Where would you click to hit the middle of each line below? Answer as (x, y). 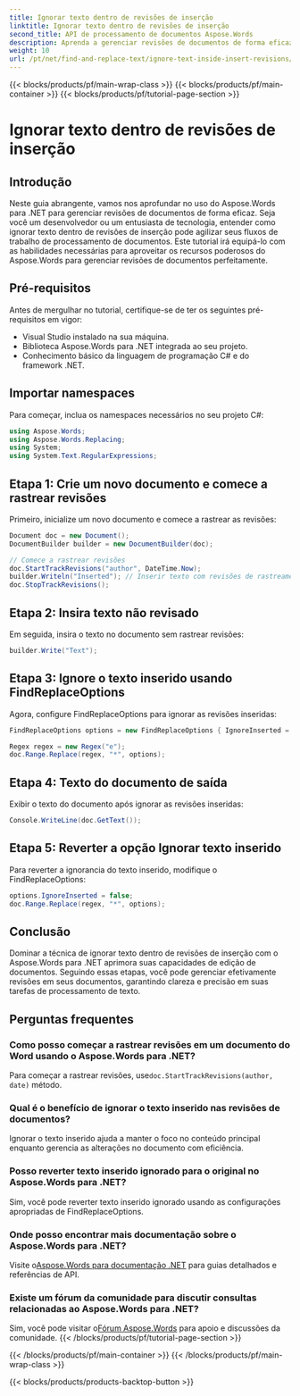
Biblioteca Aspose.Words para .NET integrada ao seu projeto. (135, 346)
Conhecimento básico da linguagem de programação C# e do (136, 355)
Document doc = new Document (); (69, 535)
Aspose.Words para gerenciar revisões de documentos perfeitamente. (138, 260)
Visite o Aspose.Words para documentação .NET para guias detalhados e (143, 1265)
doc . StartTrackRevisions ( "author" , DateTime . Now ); (105, 568)
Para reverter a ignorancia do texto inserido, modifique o (113, 869)
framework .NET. (53, 365)
